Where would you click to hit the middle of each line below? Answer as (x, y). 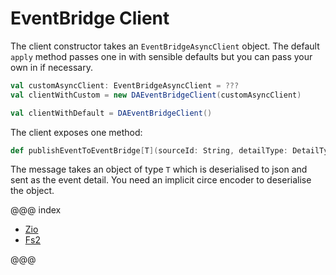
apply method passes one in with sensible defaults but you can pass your (161, 56)
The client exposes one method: (76, 132)
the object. (32, 191)
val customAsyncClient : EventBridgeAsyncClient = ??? (125, 85)
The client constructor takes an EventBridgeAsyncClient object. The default (165, 46)
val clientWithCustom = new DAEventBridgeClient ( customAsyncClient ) (156, 95)
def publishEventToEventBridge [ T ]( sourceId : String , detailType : (149, 150)
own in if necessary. (51, 67)
